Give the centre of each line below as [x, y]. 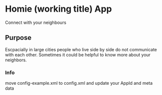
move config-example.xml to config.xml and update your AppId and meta [79, 83]
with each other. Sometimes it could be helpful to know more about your [78, 55]
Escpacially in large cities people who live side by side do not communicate [81, 49]
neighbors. [16, 60]
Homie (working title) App [58, 9]
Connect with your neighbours [36, 22]
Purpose [18, 38]
